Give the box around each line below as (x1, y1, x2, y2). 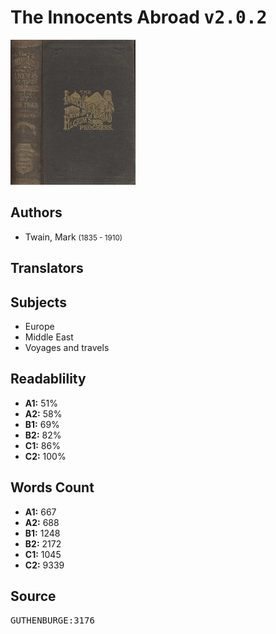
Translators (10, 260, 84, 277)
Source (10, 587, 57, 605)
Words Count (10, 479, 95, 496)
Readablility (10, 371, 87, 388)
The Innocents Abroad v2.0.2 (10, 6, 268, 29)
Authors (10, 204, 63, 221)
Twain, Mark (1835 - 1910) (24, 231, 123, 243)
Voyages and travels (24, 341, 110, 353)
